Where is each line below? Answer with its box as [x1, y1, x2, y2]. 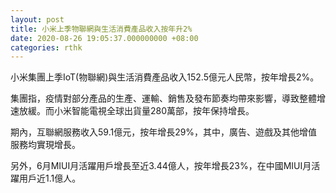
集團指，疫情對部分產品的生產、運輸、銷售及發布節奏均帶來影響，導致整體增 [10, 92, 326, 105]
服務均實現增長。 [10, 139, 81, 151]
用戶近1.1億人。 [18, 172, 82, 185]
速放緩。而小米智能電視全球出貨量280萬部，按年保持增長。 [10, 105, 255, 117]
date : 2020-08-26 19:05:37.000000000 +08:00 [10, 33, 199, 43]
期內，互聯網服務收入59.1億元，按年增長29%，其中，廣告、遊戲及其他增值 [10, 126, 318, 138]
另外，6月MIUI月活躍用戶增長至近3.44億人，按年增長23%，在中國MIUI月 [10, 160, 312, 172]
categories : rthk [10, 42, 83, 53]
